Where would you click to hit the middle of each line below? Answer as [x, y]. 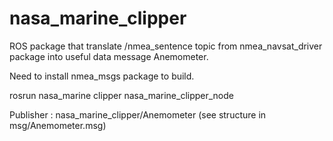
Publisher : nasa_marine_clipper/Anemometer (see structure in [138, 114]
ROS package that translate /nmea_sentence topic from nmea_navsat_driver [166, 46]
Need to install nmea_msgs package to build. [102, 76]
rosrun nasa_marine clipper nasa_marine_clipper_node [122, 95]
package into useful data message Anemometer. [109, 56]
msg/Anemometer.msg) [58, 125]
